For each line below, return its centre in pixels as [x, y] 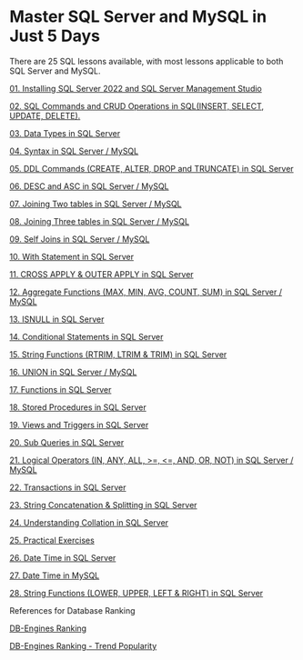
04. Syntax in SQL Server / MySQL [74, 151]
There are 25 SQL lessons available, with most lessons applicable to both [146, 61]
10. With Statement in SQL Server [72, 256]
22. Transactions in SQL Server [68, 487]
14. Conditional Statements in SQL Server [86, 336]
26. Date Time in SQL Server [63, 557]
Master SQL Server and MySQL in [138, 17]
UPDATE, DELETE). [45, 115]
